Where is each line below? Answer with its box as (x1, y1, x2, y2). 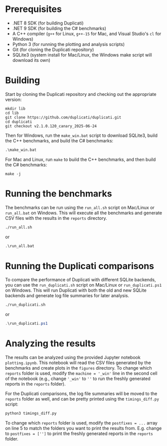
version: (5, 96, 22, 102)
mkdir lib (5, 106, 26, 111)
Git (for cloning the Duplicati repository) (12, 46, 94, 52)
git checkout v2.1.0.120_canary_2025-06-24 (5, 123, 97, 128)
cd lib (5, 110, 19, 115)
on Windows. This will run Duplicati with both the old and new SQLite (5, 287, 147, 293)
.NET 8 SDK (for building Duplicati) (12, 20, 84, 26)
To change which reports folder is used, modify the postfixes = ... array (5, 420, 158, 426)
